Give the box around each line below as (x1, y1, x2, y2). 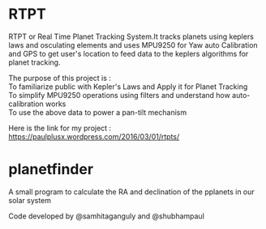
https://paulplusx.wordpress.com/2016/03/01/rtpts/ (8, 131, 180, 142)
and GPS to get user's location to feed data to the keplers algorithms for (8, 49, 249, 58)
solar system (8, 195, 51, 205)
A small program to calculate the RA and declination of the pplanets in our (8, 187, 255, 197)
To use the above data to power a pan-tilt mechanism (8, 107, 187, 117)
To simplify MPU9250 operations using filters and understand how (8, 90, 231, 100)
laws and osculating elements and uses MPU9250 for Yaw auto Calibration (8, 40, 258, 49)
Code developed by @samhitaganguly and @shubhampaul (8, 211, 205, 221)
